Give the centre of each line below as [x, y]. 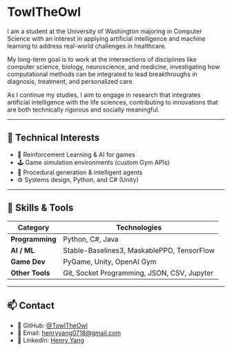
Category [33, 227]
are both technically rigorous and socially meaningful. [84, 109]
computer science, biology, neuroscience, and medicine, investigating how [114, 66]
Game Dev [28, 262]
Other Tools [30, 273]
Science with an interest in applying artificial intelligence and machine [106, 38]
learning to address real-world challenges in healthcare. [87, 46]
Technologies [139, 227]
